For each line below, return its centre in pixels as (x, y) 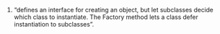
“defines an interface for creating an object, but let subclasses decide (113, 10)
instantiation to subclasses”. (54, 24)
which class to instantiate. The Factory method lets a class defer (106, 17)
